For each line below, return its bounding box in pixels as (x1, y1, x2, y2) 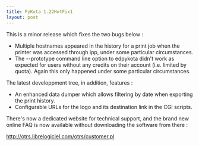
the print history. (14, 97, 55, 104)
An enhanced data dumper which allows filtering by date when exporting (14, 91, 193, 98)
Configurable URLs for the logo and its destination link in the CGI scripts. (14, 103, 192, 110)
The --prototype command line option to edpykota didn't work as (14, 55, 175, 62)
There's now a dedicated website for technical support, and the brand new (6, 114, 189, 122)
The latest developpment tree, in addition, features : (6, 79, 133, 86)
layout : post (6, 14, 39, 20)
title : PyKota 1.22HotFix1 (6, 8, 73, 15)
